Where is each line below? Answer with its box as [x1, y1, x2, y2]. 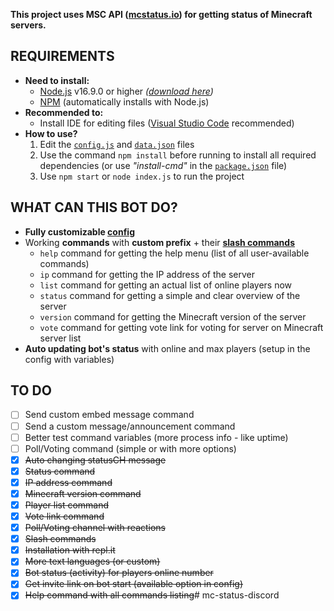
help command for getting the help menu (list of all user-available [39, 247, 310, 259]
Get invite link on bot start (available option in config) [24, 578, 244, 590]
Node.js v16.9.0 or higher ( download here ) [39, 85, 214, 97]
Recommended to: [24, 106, 104, 118]
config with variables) [24, 353, 115, 365]
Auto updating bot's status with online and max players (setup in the [24, 342, 311, 354]
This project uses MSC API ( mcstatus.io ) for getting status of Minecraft [10, 9, 313, 20]
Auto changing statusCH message [24, 454, 167, 466]
